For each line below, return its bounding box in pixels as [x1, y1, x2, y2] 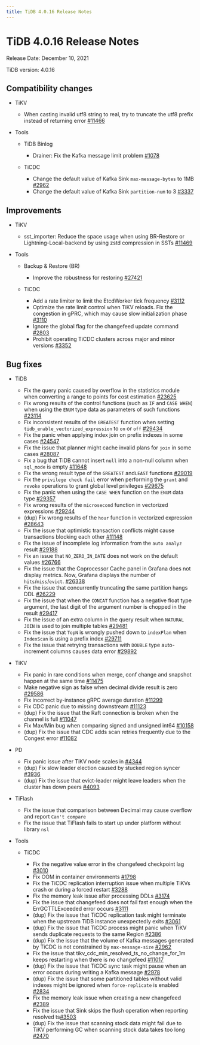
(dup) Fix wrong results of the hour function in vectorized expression [23, 514, 193, 521]
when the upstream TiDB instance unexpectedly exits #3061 [32, 918, 181, 925]
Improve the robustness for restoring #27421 [32, 274, 143, 282]
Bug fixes [6, 359, 42, 369]
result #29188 [23, 546, 58, 553]
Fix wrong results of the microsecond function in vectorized [23, 502, 168, 508]
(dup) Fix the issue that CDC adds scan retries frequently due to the [23, 729, 191, 735]
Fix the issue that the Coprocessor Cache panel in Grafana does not [23, 565, 191, 572]
